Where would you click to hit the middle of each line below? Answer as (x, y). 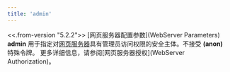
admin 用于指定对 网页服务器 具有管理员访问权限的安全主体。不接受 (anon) (115, 44)
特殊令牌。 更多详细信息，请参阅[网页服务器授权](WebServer (96, 52)
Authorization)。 (31, 61)
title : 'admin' (30, 14)
